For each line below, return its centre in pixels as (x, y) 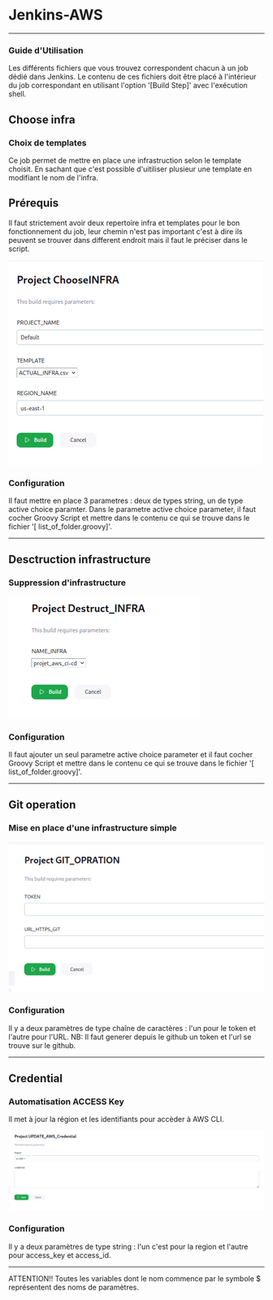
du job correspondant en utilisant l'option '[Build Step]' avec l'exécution (128, 85)
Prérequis (34, 204)
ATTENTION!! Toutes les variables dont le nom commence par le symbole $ (135, 1278)
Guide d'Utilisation (46, 50)
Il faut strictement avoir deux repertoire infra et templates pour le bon (124, 223)
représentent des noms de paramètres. (74, 1287)
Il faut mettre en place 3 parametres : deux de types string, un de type (126, 500)
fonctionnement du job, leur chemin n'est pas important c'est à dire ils (126, 231)
